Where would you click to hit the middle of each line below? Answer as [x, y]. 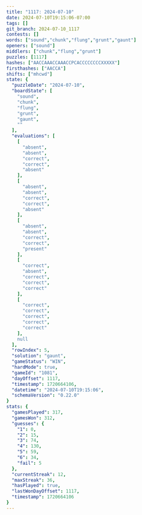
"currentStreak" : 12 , [39, 474]
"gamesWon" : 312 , [34, 418]
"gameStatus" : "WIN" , [39, 362]
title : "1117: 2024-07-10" [40, 12]
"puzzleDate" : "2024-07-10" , [48, 86]
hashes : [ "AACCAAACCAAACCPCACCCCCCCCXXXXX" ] [63, 62]
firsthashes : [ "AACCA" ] [36, 68]
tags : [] [17, 23]
